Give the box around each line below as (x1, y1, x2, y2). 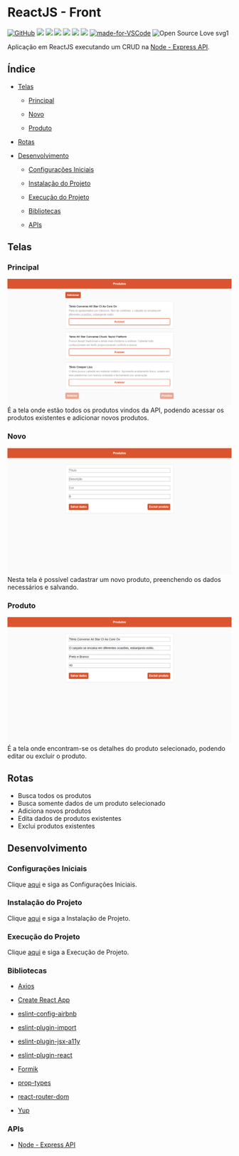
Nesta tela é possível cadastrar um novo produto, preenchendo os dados (7, 575, 222, 583)
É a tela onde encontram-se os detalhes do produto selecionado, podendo (7, 745, 225, 753)
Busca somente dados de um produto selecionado (17, 799, 166, 807)
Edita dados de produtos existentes (17, 814, 122, 822)
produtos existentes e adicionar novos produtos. (7, 414, 149, 422)
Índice (7, 63, 36, 76)
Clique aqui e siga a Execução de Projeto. (7, 948, 129, 956)
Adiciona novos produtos (17, 807, 92, 815)
